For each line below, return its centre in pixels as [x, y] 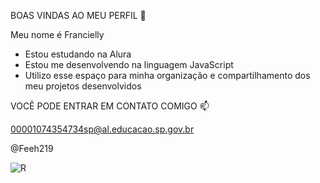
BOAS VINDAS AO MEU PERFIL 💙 [78, 15]
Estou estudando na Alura [78, 54]
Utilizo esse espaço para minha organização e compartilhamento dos [167, 75]
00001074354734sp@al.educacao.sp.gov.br [102, 129]
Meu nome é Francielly [57, 34]
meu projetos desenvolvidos [83, 86]
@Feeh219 [32, 148]
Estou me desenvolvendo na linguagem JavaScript [129, 64]
